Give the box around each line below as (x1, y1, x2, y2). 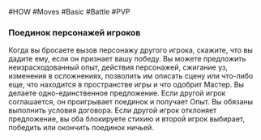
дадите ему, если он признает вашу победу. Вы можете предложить (8, 54, 246, 64)
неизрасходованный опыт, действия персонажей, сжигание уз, (8, 62, 229, 72)
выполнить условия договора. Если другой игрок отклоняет (8, 105, 217, 116)
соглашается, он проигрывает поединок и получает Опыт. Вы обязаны (8, 97, 254, 107)
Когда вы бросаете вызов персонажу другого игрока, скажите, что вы (8, 45, 254, 55)
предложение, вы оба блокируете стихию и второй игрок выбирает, (8, 114, 246, 124)
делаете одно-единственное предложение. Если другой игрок (8, 88, 226, 98)
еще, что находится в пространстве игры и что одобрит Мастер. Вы (8, 80, 245, 90)
